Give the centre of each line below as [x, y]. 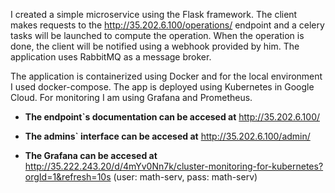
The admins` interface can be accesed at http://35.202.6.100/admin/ [167, 136]
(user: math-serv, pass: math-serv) [185, 177]
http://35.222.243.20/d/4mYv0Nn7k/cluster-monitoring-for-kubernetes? [174, 166]
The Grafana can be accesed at [91, 155]
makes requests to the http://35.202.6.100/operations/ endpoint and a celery [167, 25]
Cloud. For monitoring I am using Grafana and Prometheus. [131, 97]
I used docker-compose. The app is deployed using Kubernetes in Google [162, 87]
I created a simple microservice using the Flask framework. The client [154, 14]
